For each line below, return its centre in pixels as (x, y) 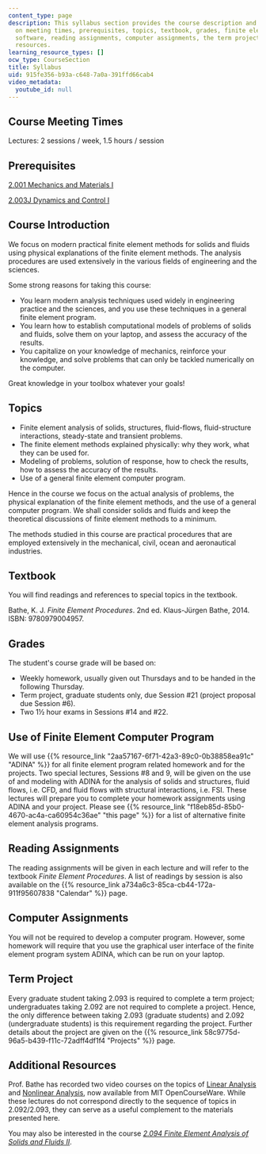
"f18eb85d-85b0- (216, 807)
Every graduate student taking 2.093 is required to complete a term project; (131, 998)
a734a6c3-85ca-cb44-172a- (169, 884)
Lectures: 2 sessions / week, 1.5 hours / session (86, 141)
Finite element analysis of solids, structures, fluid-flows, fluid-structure (135, 427)
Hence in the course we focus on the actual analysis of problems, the (122, 493)
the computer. (42, 368)
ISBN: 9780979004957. (46, 619)
